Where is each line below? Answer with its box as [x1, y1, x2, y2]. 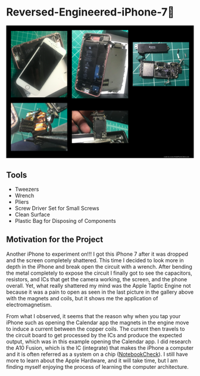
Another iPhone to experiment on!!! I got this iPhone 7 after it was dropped [6, 250, 189, 257]
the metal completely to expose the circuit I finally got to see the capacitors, [6, 269, 192, 276]
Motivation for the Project [6, 235, 104, 245]
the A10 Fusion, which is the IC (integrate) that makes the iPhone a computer [6, 344, 194, 351]
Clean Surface [14, 211, 51, 218]
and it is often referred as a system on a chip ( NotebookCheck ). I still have [6, 350, 189, 358]
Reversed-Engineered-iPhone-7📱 [6, 5, 174, 19]
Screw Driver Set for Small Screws [14, 205, 99, 212]
